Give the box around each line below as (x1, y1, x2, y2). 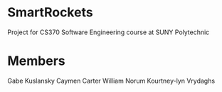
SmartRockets (7, 4, 94, 21)
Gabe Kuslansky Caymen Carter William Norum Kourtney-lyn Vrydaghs (7, 76, 216, 85)
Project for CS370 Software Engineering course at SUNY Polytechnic (7, 28, 210, 36)
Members (7, 53, 65, 69)
